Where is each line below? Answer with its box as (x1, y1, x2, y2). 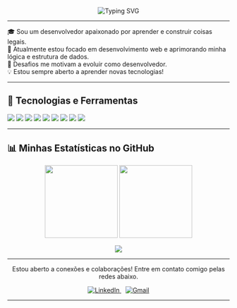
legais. (7, 37, 27, 46)
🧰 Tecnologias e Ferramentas (7, 95, 138, 107)
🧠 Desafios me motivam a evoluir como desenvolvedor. (7, 60, 167, 68)
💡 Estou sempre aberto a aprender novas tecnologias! (7, 68, 164, 75)
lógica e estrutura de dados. (7, 53, 90, 61)
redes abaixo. (98, 272, 139, 281)
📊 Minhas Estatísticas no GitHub (7, 142, 155, 154)
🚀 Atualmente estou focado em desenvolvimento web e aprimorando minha (7, 45, 226, 53)
